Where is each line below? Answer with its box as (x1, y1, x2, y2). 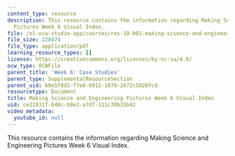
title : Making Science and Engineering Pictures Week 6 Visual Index (7, 95, 215, 102)
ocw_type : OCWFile (7, 62, 61, 69)
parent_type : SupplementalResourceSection (7, 75, 133, 83)
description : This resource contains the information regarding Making (7, 17, 220, 24)
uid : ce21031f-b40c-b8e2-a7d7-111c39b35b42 (7, 101, 136, 108)
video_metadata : (7, 108, 55, 115)
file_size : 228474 (7, 36, 61, 43)
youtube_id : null (13, 114, 64, 121)
